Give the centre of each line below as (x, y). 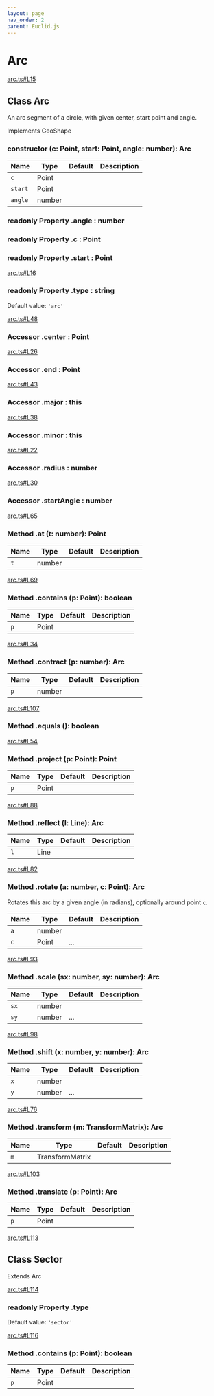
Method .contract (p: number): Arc (66, 662)
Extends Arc (24, 1276)
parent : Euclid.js (33, 26)
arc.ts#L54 (22, 741)
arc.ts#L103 (24, 1174)
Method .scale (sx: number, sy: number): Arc (83, 977)
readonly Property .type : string (61, 291)
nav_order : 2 (26, 20)
